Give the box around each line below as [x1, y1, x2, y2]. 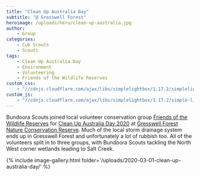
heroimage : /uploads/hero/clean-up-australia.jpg [6, 20, 132, 26]
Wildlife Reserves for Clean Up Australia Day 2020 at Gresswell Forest [6, 120, 179, 127]
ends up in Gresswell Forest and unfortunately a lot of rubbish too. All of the [6, 132, 192, 140]
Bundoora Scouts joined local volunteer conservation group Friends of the [6, 114, 187, 121]
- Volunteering [17, 70, 55, 76]
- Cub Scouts [17, 42, 49, 48]
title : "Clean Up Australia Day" [6, 8, 89, 15]
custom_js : [6, 92, 33, 98]
